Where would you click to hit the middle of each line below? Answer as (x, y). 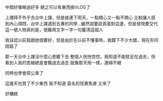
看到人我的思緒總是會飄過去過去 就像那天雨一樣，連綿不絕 (63, 63)
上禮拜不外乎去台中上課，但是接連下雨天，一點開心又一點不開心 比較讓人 (78, 18)
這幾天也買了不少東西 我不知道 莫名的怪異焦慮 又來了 (58, 83)
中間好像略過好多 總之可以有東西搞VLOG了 (48, 7)
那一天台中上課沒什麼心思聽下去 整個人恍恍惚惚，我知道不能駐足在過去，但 (80, 57)
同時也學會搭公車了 (24, 73)
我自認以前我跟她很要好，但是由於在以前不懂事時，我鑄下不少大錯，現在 (77, 40)
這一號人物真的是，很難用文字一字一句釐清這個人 (54, 30)
